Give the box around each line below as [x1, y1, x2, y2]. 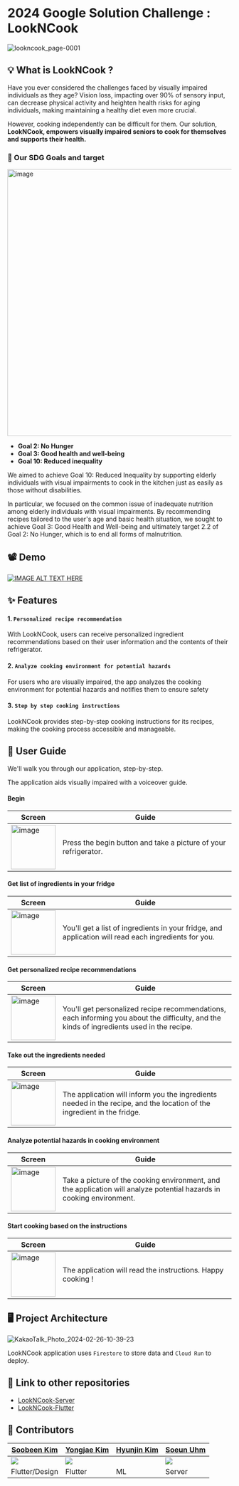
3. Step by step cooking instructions [7, 701, 120, 710]
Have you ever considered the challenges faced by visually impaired [7, 83, 208, 92]
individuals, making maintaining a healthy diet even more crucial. [7, 105, 197, 115]
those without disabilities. [7, 486, 83, 495]
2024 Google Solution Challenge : [7, 5, 211, 21]
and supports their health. [7, 135, 87, 143]
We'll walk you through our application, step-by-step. [7, 764, 164, 773]
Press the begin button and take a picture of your [63, 838, 226, 848]
